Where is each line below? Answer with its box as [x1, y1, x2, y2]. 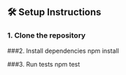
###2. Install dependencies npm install [7, 47, 119, 55]
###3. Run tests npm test [7, 60, 80, 68]
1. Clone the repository [7, 31, 86, 40]
